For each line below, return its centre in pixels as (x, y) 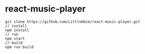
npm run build (19, 47)
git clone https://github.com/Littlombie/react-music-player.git (72, 22)
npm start (15, 39)
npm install (17, 30)
